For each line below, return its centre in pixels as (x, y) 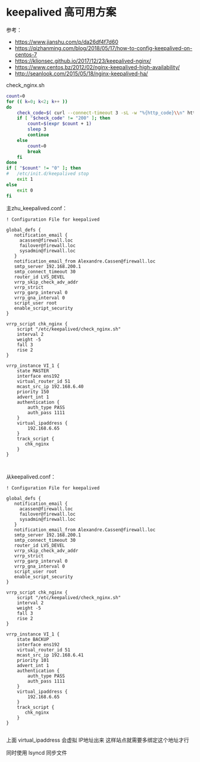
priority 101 (33, 660)
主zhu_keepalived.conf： (37, 208)
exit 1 (25, 180)
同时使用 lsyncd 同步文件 (37, 752)
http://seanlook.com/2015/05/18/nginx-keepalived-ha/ (81, 73)
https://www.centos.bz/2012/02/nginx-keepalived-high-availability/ (97, 67)
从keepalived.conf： (31, 476)
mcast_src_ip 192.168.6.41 (50, 655)
